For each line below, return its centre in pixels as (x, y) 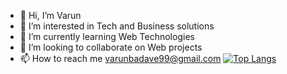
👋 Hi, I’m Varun (50, 15)
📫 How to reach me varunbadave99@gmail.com (120, 58)
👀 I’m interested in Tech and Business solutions (117, 26)
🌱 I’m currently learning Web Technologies (107, 36)
